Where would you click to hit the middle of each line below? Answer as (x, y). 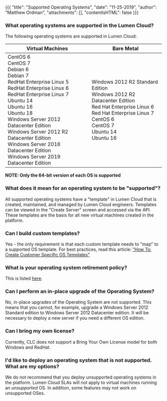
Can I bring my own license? (40, 331)
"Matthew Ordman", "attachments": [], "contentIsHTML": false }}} (72, 12)
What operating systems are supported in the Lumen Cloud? (80, 25)
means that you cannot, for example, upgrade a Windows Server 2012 (77, 307)
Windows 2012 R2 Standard (125, 82)
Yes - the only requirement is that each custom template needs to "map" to (82, 244)
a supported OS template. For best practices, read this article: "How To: (78, 249)
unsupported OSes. (25, 393)
